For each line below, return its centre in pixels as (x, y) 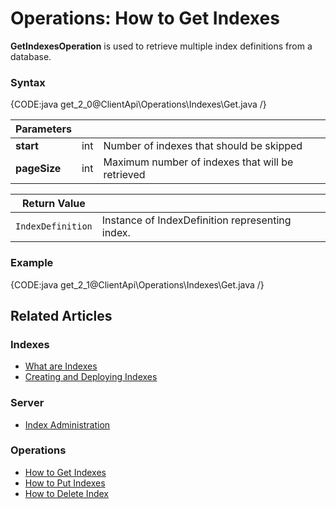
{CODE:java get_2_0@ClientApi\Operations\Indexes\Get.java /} (138, 104)
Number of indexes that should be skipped (203, 146)
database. (31, 56)
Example (32, 263)
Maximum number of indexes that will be (198, 162)
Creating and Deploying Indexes (91, 377)
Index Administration (67, 424)
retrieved (124, 175)
